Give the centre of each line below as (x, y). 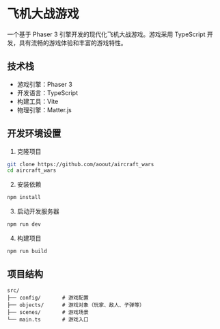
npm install (24, 198)
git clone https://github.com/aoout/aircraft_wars (81, 164)
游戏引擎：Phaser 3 (45, 84)
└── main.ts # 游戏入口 (48, 319)
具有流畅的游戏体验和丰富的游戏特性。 (73, 42)
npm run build (27, 251)
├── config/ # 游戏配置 (48, 298)
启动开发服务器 (38, 211)
